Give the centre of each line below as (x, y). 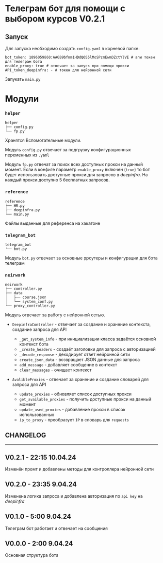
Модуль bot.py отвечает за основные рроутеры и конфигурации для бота (81, 258)
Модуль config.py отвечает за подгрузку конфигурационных (68, 150)
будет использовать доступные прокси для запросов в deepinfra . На (76, 175)
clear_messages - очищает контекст (56, 370)
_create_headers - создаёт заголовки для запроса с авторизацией (88, 349)
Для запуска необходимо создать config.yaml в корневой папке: (72, 48)
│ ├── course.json (26, 297)
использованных (37, 415)
